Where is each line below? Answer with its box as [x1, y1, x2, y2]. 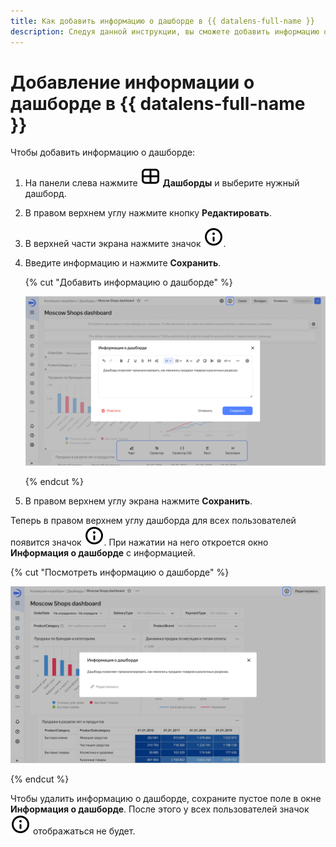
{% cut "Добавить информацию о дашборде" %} [24, 276, 233, 289]
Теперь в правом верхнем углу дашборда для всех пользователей [10, 514, 297, 526]
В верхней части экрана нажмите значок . [24, 238, 227, 250]
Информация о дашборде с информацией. [10, 546, 196, 559]
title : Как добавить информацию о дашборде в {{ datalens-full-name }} [10, 16, 315, 26]
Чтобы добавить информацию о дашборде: [10, 146, 196, 159]
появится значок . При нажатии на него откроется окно [10, 536, 269, 548]
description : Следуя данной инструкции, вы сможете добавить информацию [10, 26, 320, 37]
